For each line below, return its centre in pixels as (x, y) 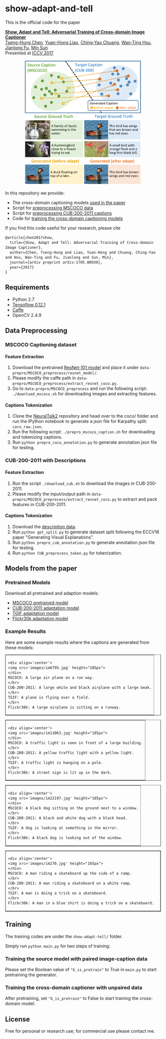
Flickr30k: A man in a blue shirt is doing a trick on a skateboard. (81, 903)
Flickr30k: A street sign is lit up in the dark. (60, 772)
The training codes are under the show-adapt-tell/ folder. (64, 936)
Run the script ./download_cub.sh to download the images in (73, 483)
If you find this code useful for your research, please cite (63, 228)
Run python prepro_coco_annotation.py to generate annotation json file (84, 442)
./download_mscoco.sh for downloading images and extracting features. (84, 394)
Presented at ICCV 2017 (29, 53)
